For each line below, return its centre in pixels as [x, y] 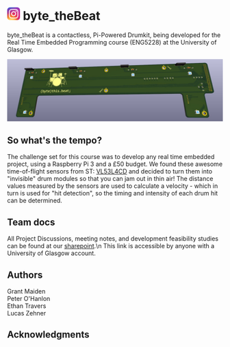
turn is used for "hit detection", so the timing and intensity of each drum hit [113, 193]
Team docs [31, 222]
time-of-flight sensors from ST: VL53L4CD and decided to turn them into [110, 171]
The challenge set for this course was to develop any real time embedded [111, 157]
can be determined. [35, 201]
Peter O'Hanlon [29, 299]
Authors [25, 275]
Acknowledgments [49, 335]
